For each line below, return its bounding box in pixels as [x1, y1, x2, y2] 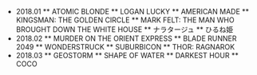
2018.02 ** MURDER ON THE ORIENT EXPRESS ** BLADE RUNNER [15, 34, 237, 43]
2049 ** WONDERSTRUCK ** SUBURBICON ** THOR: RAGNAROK [15, 42, 235, 51]
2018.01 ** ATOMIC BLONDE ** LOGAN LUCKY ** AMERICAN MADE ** [15, 7, 250, 16]
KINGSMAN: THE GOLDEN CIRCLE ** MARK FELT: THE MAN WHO [15, 15, 235, 25]
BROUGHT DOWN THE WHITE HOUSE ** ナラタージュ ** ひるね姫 [15, 25, 234, 34]
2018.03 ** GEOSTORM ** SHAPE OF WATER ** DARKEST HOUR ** [15, 51, 239, 60]
